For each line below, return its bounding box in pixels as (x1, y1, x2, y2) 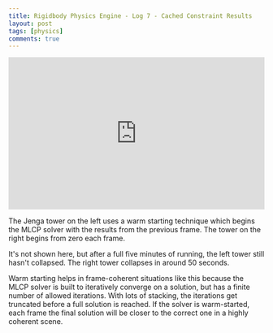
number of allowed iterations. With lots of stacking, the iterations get (8, 291, 238, 301)
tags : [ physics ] (8, 27, 63, 35)
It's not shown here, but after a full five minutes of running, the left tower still (8, 249, 265, 259)
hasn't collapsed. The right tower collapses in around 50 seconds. (8, 257, 230, 268)
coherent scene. (8, 317, 63, 327)
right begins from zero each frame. (8, 233, 126, 244)
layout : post (8, 19, 53, 28)
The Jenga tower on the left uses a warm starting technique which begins (8, 216, 256, 226)
